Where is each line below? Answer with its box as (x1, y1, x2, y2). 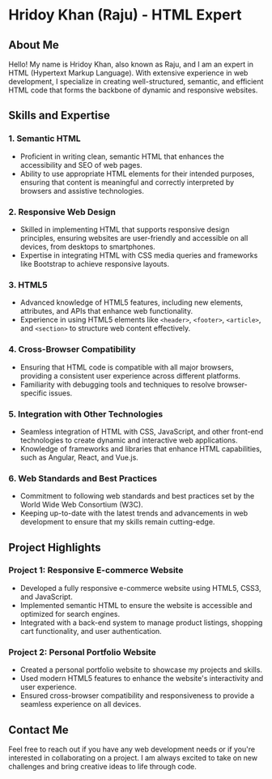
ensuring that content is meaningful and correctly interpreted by (19, 177, 235, 187)
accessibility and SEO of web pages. (19, 160, 143, 169)
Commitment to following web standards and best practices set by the (19, 491, 255, 501)
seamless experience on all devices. (19, 700, 142, 709)
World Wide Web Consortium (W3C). (19, 500, 143, 510)
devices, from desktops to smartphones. (19, 242, 155, 251)
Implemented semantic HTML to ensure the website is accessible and (19, 600, 253, 610)
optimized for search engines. (19, 609, 121, 618)
